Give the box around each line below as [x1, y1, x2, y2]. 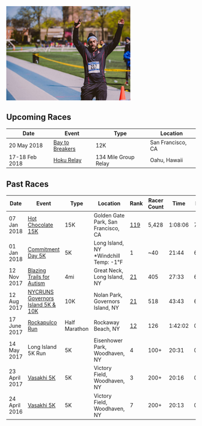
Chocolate [28, 221, 54, 228]
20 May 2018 [8, 142, 43, 149]
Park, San [93, 218, 118, 225]
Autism [28, 280, 45, 287]
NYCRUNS [28, 288, 54, 295]
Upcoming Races [6, 112, 72, 122]
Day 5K [28, 252, 46, 260]
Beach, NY [93, 325, 120, 333]
